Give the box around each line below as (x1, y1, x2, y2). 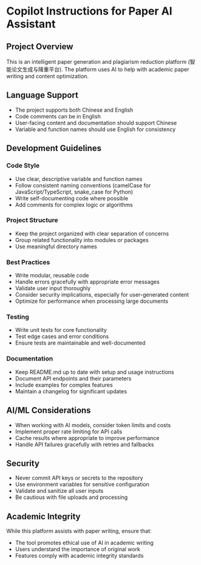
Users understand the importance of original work (15, 546, 141, 553)
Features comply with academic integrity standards (15, 552, 144, 560)
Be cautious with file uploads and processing (15, 493, 128, 501)
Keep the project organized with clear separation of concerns (15, 229, 169, 237)
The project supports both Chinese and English (15, 106, 134, 113)
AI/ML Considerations (6, 405, 91, 416)
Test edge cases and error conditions (15, 333, 109, 340)
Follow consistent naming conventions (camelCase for (15, 181, 151, 189)
